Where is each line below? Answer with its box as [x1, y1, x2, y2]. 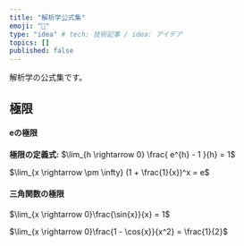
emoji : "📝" [9, 21, 50, 30]
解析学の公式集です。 [9, 72, 88, 83]
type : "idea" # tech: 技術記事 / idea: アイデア [9, 30, 183, 38]
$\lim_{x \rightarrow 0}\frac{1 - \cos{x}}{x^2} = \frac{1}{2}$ [9, 225, 229, 237]
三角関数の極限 [9, 189, 64, 199]
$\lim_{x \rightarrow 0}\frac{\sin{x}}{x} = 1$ [9, 208, 171, 219]
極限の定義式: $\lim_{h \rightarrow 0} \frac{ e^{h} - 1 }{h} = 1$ [9, 148, 236, 159]
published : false [9, 47, 74, 55]
